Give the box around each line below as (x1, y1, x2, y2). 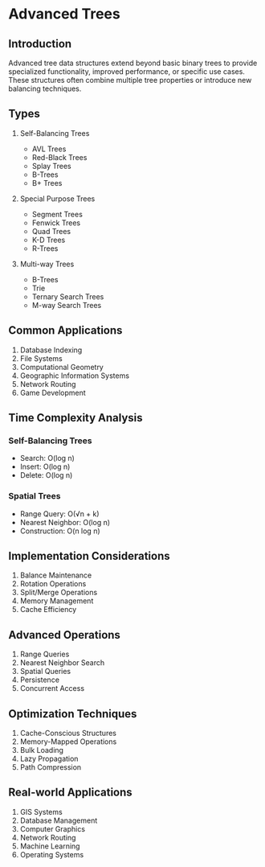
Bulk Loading (19, 746, 64, 755)
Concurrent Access (19, 684, 85, 693)
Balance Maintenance (19, 570, 92, 580)
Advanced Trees (8, 5, 120, 23)
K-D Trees (31, 235, 66, 244)
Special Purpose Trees (19, 194, 96, 203)
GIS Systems (19, 807, 63, 816)
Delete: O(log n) (19, 470, 73, 480)
